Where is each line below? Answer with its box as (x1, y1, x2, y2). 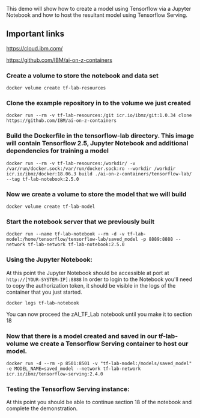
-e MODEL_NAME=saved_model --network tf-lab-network (6, 366, 141, 372)
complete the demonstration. (6, 405, 78, 412)
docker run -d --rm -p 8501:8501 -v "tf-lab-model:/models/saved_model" (6, 360, 192, 366)
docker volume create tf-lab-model (6, 204, 95, 210)
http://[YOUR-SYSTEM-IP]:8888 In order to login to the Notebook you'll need (6, 276, 193, 283)
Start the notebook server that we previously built (6, 217, 155, 226)
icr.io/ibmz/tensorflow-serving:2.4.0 (6, 371, 103, 377)
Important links (6, 29, 65, 39)
